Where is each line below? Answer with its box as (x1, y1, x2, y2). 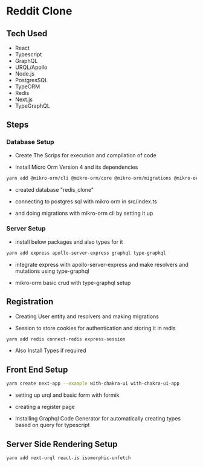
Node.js (14, 70, 35, 77)
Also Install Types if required (14, 347, 86, 354)
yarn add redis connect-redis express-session (6, 336, 126, 342)
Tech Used (6, 28, 48, 39)
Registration (6, 296, 54, 307)
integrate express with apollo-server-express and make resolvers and (14, 261, 189, 268)
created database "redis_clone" (14, 186, 94, 193)
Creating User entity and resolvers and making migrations (14, 313, 159, 320)
